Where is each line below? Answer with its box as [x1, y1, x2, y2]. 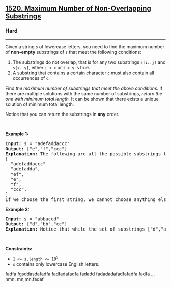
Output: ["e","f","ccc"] [5, 146, 67, 152]
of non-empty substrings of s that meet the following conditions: [5, 49, 141, 55]
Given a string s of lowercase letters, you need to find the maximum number [5, 43, 164, 50]
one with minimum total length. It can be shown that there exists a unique [5, 96, 159, 102]
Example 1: [5, 131, 29, 137]
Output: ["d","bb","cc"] [5, 221, 67, 227]
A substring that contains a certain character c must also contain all [12, 70, 154, 76]
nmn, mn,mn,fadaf [5, 276, 44, 282]
